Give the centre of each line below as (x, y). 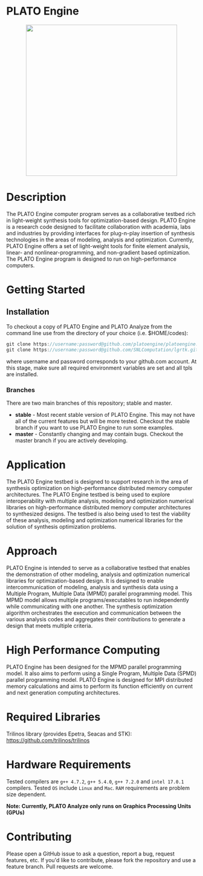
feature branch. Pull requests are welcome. (60, 866)
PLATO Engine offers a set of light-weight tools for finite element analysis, (98, 246)
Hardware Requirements (69, 764)
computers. (21, 265)
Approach (32, 551)
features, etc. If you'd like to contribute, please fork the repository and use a (101, 860)
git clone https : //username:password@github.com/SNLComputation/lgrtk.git (102, 350)
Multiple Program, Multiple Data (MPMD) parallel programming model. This (99, 593)
